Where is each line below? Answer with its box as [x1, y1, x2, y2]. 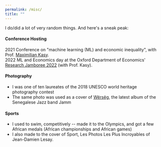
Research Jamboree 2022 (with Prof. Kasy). [5, 62, 93, 68]
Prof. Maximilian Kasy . [5, 52, 49, 58]
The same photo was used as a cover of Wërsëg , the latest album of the [12, 94, 156, 100]
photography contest [12, 89, 54, 95]
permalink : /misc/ [5, 7, 42, 12]
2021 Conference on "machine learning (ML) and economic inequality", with [5, 46, 157, 52]
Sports [5, 110, 19, 116]
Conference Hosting [5, 36, 47, 42]
